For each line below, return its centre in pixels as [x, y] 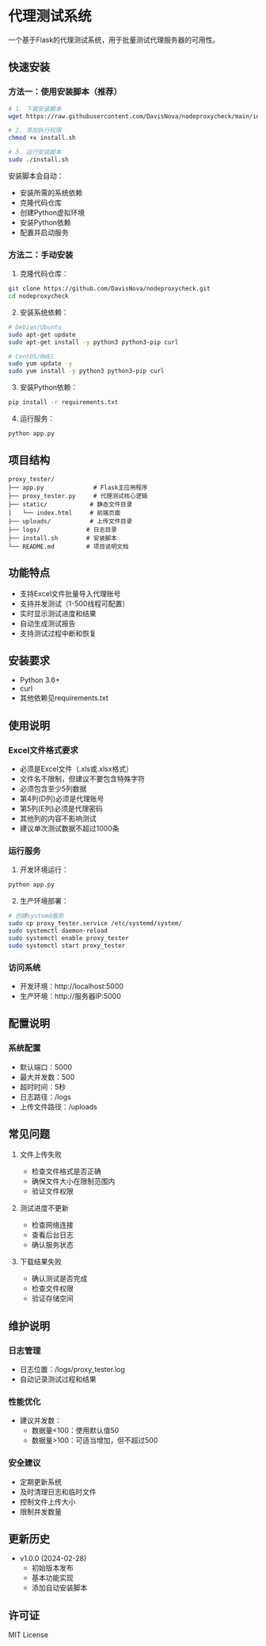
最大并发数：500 [47, 1077]
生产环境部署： [44, 901]
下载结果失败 [40, 1262]
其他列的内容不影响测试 [58, 819]
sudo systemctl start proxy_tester [67, 946]
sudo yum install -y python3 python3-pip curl [86, 371]
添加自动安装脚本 [59, 1588]
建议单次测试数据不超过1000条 [69, 829]
